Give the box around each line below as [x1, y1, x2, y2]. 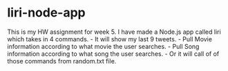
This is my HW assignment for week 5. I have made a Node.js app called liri [7, 28, 221, 36]
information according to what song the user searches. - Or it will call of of [7, 50, 220, 58]
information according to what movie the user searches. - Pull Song [7, 42, 200, 50]
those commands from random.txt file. [7, 57, 117, 65]
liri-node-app [7, 5, 86, 21]
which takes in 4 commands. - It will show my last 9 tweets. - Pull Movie [7, 34, 213, 43]
